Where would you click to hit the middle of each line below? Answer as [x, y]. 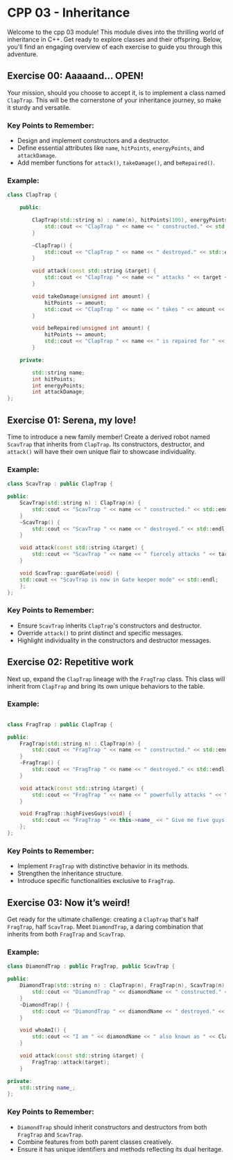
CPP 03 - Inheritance [69, 13]
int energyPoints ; [59, 386]
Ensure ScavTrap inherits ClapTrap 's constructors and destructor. [109, 625]
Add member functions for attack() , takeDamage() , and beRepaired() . [116, 163]
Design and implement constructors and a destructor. [93, 141]
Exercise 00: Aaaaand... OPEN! [76, 76]
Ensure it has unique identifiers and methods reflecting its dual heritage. [120, 1149]
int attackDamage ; [59, 392]
